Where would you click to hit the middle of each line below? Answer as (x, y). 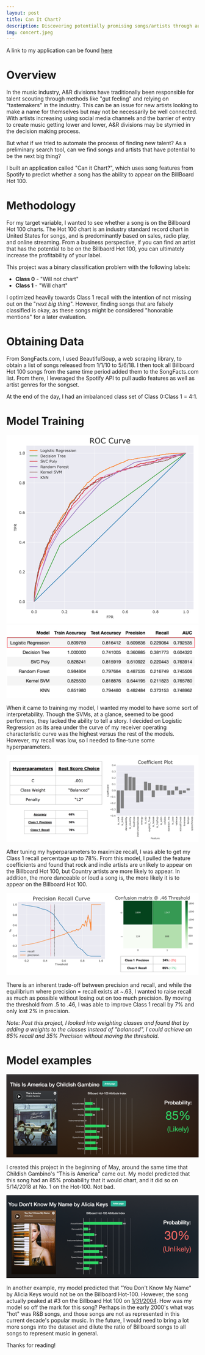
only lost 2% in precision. (38, 1011)
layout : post (23, 13)
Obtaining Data (45, 342)
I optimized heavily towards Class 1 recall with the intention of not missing (99, 298)
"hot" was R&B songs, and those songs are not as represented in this (93, 1314)
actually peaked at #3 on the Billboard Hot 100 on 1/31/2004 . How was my (99, 1301)
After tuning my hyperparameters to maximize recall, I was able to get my (99, 852)
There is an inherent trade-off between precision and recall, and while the (99, 985)
